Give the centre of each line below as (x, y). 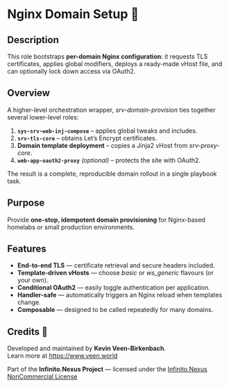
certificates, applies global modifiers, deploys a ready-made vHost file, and (115, 64)
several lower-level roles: (43, 117)
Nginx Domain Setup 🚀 (73, 14)
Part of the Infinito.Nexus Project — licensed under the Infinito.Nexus (107, 369)
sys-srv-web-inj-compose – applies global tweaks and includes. (107, 131)
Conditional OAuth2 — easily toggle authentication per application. (113, 288)
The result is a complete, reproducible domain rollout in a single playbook (112, 174)
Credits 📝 (28, 332)
